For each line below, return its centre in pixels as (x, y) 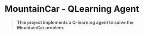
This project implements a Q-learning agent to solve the (75, 22)
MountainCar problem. (40, 27)
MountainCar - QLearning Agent (72, 9)
